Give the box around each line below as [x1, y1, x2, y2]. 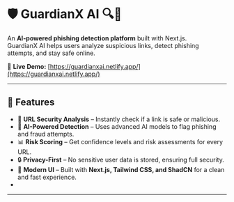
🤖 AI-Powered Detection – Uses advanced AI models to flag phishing [17, 122, 217, 130]
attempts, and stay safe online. [7, 49, 95, 57]
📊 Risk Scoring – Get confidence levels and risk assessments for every [17, 137, 224, 146]
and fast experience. [17, 173, 77, 181]
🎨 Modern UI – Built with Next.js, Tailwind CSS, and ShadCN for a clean [17, 165, 225, 173]
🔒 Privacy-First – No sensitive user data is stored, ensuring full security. [17, 155, 224, 164]
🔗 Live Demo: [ [7, 62, 51, 70]
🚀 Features [7, 96, 55, 109]
